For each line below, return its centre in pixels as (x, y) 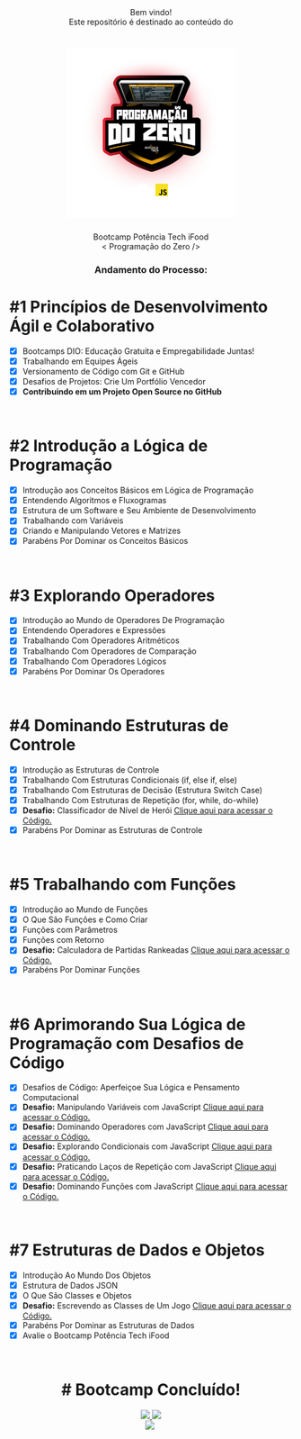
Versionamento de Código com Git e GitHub (103, 371)
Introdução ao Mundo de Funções (85, 909)
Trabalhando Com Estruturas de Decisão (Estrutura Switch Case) (142, 790)
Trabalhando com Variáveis (73, 520)
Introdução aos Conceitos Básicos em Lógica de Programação (138, 490)
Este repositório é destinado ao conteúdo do (151, 22)
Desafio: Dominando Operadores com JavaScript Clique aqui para (145, 1127)
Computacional (50, 1098)
